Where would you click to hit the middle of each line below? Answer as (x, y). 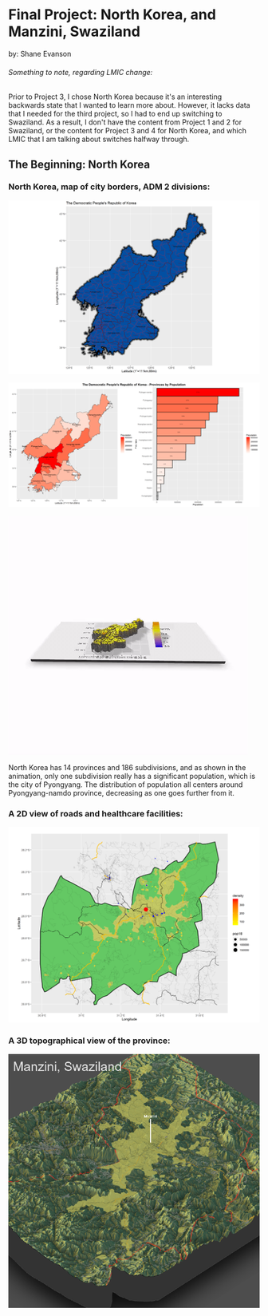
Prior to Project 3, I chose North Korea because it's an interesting (115, 97)
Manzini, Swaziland (75, 32)
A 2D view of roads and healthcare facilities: (96, 813)
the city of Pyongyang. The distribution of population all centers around (126, 784)
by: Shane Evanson (40, 53)
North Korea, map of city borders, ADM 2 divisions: (109, 187)
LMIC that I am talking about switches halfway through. (99, 139)
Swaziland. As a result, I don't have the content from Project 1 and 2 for (125, 122)
